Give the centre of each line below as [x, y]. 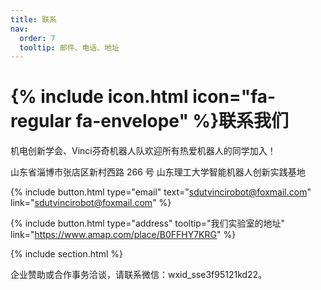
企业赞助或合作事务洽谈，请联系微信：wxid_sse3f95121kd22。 [139, 275]
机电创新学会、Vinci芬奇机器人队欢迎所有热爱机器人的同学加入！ [143, 151]
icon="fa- [234, 97]
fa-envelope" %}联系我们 [182, 121]
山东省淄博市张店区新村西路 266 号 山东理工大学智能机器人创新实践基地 [158, 172]
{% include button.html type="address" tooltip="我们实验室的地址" [148, 223]
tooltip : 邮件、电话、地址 [69, 47]
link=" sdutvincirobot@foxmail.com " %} [91, 203]
